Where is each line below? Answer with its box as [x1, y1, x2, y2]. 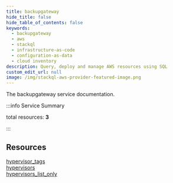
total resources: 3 [6, 113, 49, 121]
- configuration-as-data [11, 53, 73, 58]
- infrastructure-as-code [11, 47, 76, 53]
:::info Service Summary [6, 102, 65, 109]
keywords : [6, 25, 31, 31]
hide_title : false [6, 14, 51, 20]
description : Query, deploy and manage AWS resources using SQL [6, 63, 168, 70]
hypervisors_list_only [6, 170, 57, 177]
